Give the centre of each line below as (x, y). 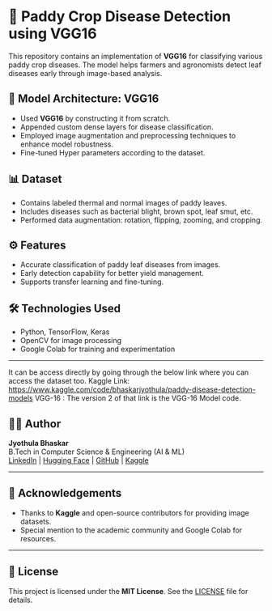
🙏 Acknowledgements (65, 493)
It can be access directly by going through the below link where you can (129, 372)
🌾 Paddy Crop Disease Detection (120, 17)
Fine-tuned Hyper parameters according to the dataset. (113, 152)
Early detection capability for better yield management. (112, 274)
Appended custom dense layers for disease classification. (117, 127)
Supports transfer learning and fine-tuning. (92, 282)
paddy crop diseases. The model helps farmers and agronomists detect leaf (135, 65)
